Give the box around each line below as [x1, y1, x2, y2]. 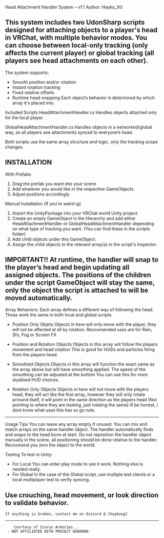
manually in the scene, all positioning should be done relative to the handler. [5, 437, 158, 443]
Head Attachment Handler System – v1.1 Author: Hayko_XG [5, 4, 123, 10]
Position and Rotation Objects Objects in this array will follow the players [12, 342, 158, 347]
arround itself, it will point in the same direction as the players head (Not [12, 397, 157, 403]
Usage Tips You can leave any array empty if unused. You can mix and [5, 421, 147, 427]
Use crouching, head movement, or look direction [5, 491, 159, 499]
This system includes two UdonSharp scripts [5, 18, 145, 26]
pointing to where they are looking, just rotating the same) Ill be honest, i [12, 402, 158, 408]
